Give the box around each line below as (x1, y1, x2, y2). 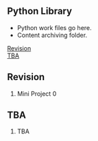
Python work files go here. (16, 23, 93, 31)
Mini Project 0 (16, 89, 57, 98)
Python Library (7, 5, 73, 17)
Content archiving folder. (16, 31, 88, 39)
